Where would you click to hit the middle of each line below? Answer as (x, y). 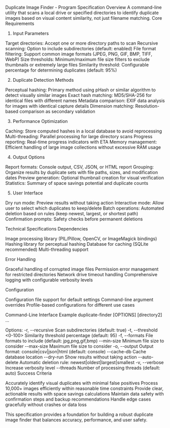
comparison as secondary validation (57, 111)
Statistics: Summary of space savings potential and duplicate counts (77, 183)
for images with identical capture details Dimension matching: (70, 106)
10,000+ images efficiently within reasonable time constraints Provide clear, (84, 388)
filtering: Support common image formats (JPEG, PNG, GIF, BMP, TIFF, (79, 54)
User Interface (28, 193)
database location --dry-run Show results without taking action (71, 357)
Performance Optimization (40, 121)
